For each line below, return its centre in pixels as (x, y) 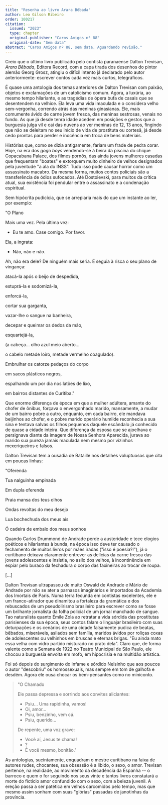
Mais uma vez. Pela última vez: (37, 222)
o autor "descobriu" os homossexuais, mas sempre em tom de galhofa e (80, 669)
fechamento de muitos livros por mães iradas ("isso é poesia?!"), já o (76, 549)
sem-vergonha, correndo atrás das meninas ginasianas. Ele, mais (73, 109)
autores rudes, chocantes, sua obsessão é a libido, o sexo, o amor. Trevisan (83, 765)
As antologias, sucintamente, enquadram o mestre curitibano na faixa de (80, 760)
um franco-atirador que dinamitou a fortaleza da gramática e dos (72, 600)
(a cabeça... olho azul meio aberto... (42, 344)
